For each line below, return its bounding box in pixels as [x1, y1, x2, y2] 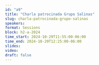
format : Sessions [5, 25, 40, 30]
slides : [5, 43, 21, 48]
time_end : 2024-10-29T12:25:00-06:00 [5, 39, 82, 44]
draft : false [5, 52, 32, 58]
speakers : [5, 21, 25, 26]
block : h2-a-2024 [5, 30, 40, 35]
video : [5, 48, 19, 53]
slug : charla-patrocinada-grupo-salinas [5, 16, 89, 21]
